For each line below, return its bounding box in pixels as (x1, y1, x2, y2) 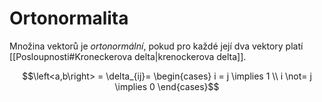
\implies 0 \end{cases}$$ (114, 80, 220, 92)
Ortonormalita (9, 7, 129, 30)
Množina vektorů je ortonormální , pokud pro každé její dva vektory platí (9, 40, 304, 52)
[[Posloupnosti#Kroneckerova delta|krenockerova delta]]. (9, 50, 247, 62)
